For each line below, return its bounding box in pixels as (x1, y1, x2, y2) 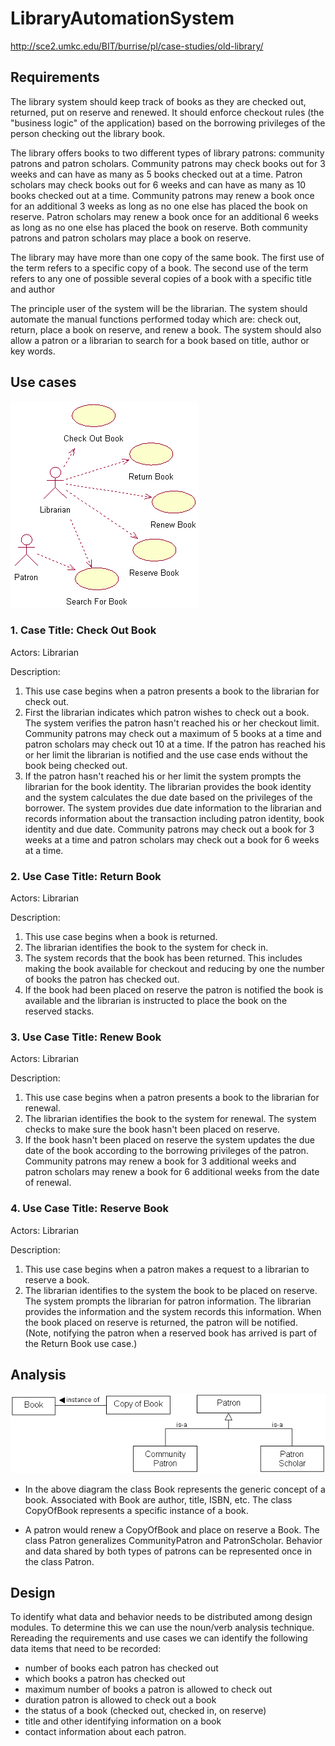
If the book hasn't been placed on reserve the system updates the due (24, 1134, 315, 1146)
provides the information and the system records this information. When (24, 1305, 322, 1317)
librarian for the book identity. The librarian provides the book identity (24, 780, 312, 792)
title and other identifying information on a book (24, 1715, 222, 1727)
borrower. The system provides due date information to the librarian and (24, 802, 322, 814)
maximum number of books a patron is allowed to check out (24, 1683, 273, 1696)
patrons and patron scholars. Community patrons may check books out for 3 (10, 157, 326, 169)
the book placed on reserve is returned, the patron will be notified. (24, 1316, 298, 1328)
